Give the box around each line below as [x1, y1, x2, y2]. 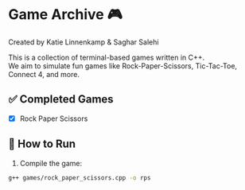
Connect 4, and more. [8, 69, 80, 79]
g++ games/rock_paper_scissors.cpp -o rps [8, 173, 151, 182]
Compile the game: [19, 158, 82, 168]
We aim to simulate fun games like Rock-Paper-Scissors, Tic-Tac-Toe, [8, 60, 237, 71]
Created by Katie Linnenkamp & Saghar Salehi [8, 37, 159, 47]
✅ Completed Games [8, 92, 114, 107]
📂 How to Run [8, 138, 76, 151]
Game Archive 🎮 [8, 6, 123, 24]
